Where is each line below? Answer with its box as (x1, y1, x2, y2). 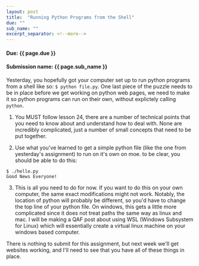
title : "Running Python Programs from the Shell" (6, 14, 135, 20)
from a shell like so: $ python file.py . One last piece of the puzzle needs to (6, 82, 192, 90)
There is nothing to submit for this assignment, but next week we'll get (6, 240, 179, 247)
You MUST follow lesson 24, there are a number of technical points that (14, 113, 191, 120)
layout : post (6, 8, 39, 15)
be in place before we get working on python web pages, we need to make (6, 89, 190, 96)
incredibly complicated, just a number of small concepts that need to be (14, 126, 192, 133)
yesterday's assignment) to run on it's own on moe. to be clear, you (14, 150, 181, 157)
